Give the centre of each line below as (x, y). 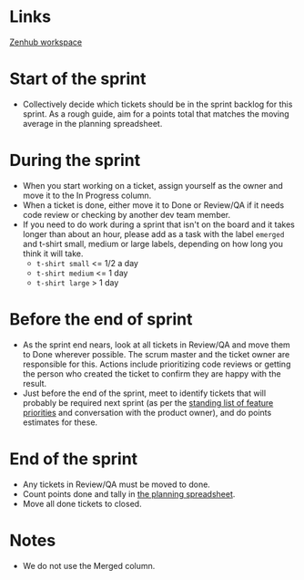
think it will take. (53, 254)
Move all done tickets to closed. (82, 503)
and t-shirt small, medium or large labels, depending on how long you (153, 243)
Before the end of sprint (101, 319)
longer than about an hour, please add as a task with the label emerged (153, 233)
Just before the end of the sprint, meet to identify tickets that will (144, 393)
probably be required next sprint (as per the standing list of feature (148, 402)
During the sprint (75, 161)
